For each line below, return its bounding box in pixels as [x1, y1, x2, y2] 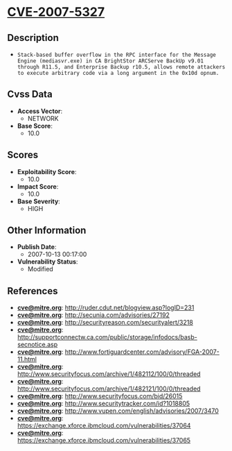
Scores [7, 149, 39, 161]
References [7, 285, 58, 297]
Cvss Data [7, 88, 53, 101]
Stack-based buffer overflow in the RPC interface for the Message [17, 51, 216, 58]
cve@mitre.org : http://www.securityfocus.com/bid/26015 [17, 392, 183, 400]
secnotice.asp [17, 341, 57, 349]
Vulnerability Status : [17, 257, 78, 266]
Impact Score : [17, 182, 59, 191]
